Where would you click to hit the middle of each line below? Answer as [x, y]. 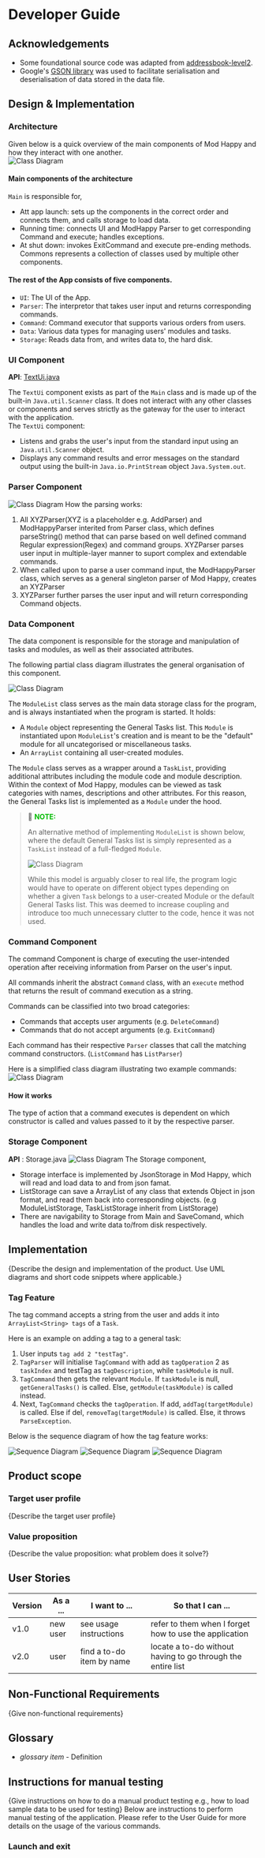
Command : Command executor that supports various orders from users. [132, 323]
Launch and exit [39, 1847]
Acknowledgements [59, 44]
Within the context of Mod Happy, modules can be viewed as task [115, 784]
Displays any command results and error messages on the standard [129, 458]
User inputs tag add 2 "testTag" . [74, 1353]
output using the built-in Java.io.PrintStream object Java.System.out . [132, 467]
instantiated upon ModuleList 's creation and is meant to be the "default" [136, 735]
